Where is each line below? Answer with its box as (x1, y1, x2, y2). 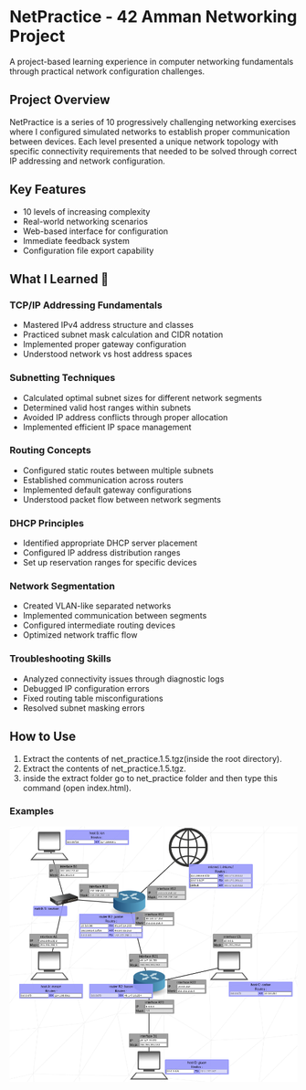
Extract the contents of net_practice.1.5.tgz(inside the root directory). (22, 753, 282, 764)
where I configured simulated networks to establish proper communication (9, 126, 290, 137)
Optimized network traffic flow (22, 630, 138, 640)
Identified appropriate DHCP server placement (22, 537, 198, 549)
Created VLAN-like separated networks (22, 600, 172, 611)
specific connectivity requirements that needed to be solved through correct (9, 145, 298, 156)
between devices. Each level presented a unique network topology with (9, 135, 279, 147)
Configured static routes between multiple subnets (22, 464, 215, 476)
